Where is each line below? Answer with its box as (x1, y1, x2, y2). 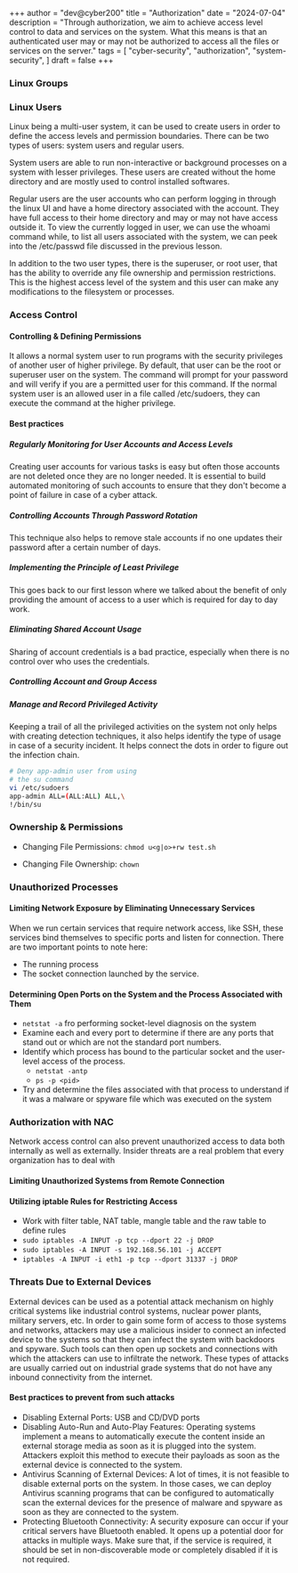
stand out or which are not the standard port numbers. (21, 1037, 222, 1047)
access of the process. (41, 1055, 126, 1067)
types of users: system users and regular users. (9, 140, 185, 151)
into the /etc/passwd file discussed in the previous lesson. (9, 240, 222, 252)
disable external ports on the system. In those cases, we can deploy (21, 1478, 272, 1488)
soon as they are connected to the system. (21, 1506, 180, 1517)
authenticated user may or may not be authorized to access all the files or (9, 36, 280, 46)
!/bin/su (9, 800, 42, 809)
